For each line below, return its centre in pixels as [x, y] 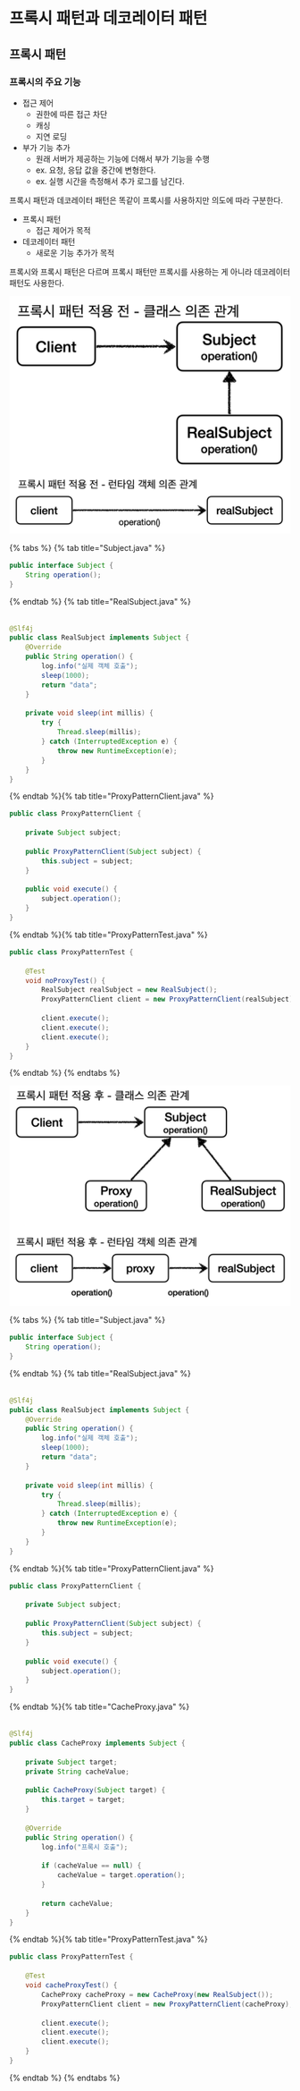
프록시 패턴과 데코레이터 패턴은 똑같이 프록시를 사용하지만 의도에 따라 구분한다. [146, 200]
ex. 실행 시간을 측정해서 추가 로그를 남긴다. [110, 181]
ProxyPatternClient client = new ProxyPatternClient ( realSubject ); [169, 999]
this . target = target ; [83, 1800]
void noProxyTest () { [65, 980]
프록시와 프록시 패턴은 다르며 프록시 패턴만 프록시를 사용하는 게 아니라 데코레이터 [150, 271]
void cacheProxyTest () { [71, 1985]
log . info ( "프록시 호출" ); [85, 1847]
